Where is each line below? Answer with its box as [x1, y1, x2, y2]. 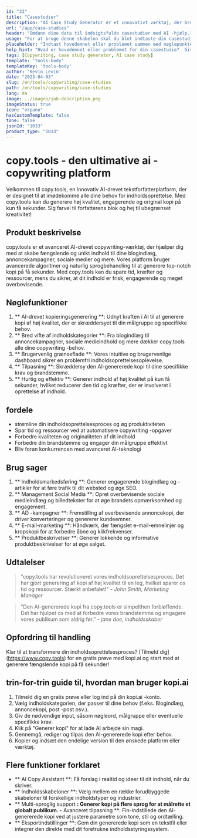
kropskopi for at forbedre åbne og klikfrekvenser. [14, 528, 134, 535]
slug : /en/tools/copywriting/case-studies [6, 80, 111, 86]
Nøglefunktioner [6, 298, 68, 308]
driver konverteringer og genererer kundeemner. [14, 516, 132, 523]
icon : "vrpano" [6, 107, 43, 113]
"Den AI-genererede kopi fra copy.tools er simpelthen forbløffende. [20, 603, 184, 610]
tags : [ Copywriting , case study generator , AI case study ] [6, 52, 154, 58]
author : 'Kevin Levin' [6, 69, 62, 75]
